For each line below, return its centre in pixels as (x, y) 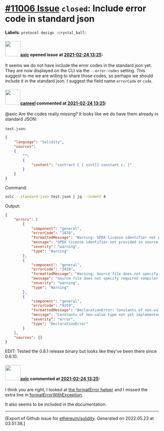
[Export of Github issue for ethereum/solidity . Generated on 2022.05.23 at (80, 418)
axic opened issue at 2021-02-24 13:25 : (62, 55)
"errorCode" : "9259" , (53, 306)
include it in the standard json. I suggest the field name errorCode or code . (79, 81)
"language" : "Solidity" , (39, 142)
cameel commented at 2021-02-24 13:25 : (63, 103)
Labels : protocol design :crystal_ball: (46, 32)
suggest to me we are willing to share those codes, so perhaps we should (79, 76)
